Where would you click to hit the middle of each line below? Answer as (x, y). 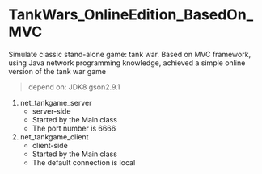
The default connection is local (84, 162)
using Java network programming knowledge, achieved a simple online (127, 63)
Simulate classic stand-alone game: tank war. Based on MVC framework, (130, 54)
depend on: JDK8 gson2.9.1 (74, 87)
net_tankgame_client (54, 137)
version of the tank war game (57, 71)
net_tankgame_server (56, 102)
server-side (51, 111)
